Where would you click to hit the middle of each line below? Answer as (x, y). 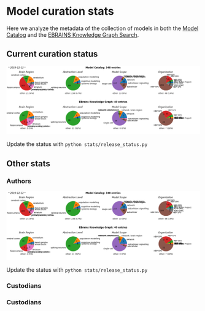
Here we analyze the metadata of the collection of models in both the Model (102, 28)
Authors (19, 181)
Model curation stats (60, 11)
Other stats (29, 163)
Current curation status (52, 54)
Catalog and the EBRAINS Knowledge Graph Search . (73, 34)
